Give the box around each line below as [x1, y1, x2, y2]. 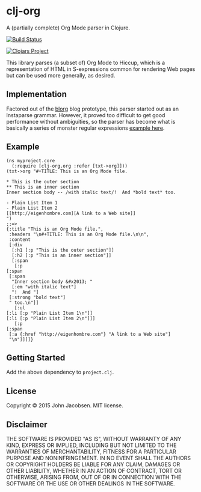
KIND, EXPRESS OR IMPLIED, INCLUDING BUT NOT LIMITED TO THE [6, 442, 177, 449]
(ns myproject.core [6, 157, 55, 163]
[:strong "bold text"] [8, 294, 66, 300]
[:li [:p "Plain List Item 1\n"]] [6, 310, 93, 316]
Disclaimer [6, 419, 48, 430]
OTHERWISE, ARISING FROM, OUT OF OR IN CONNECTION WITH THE [6, 473, 182, 481]
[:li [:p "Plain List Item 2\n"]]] [6, 315, 96, 321]
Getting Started [6, 353, 66, 363]
